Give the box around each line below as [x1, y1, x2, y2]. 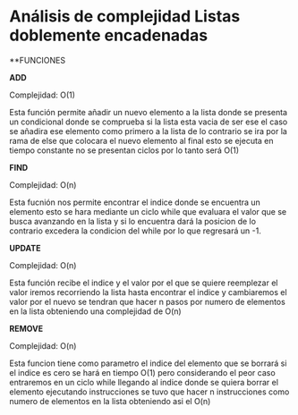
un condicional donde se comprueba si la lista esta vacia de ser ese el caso [9, 116, 288, 127]
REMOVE [9, 323, 43, 334]
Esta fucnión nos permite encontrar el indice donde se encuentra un [9, 197, 261, 207]
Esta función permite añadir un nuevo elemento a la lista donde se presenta [9, 106, 288, 117]
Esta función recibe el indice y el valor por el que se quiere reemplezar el [9, 277, 278, 288]
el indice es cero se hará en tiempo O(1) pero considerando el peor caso [9, 367, 276, 377]
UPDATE [9, 242, 41, 253]
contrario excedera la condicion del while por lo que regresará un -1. [9, 225, 261, 236]
